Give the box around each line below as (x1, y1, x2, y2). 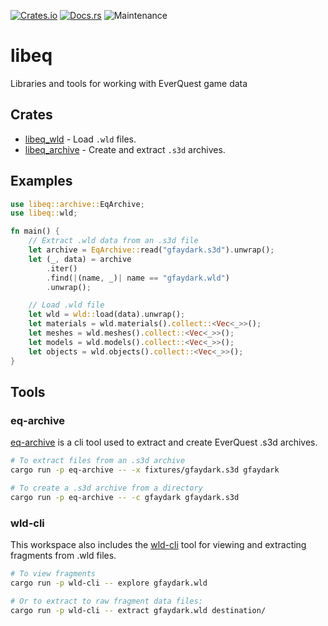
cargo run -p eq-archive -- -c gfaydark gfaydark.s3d (10, 492, 240, 502)
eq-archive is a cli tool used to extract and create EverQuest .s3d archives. (10, 436, 318, 449)
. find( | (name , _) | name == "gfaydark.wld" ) (46, 273, 230, 283)
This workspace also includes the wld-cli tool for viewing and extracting (10, 539, 307, 551)
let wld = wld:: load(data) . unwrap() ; (28, 310, 186, 320)
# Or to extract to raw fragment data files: (10, 596, 203, 606)
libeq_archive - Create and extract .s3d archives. (24, 143, 226, 155)
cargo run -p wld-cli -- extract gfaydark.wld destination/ (10, 605, 267, 615)
